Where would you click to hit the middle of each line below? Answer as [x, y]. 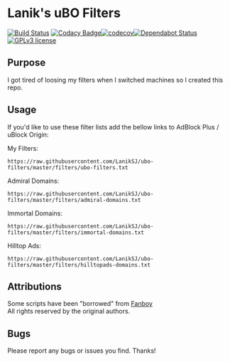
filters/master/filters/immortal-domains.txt [76, 233]
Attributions [35, 286]
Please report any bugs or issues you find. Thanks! [82, 351]
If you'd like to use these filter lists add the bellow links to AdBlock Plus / [113, 127]
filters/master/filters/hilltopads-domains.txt [79, 265]
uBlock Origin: [28, 134]
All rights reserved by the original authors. [69, 312]
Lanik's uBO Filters [64, 13]
